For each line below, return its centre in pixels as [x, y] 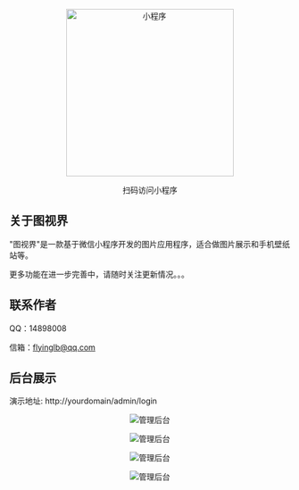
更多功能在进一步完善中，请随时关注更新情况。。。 [99, 274]
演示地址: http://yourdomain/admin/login [83, 401]
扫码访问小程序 [150, 190]
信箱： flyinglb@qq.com [53, 347]
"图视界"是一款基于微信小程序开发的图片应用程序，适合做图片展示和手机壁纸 [150, 244]
